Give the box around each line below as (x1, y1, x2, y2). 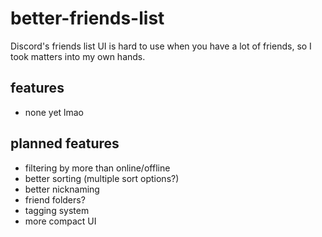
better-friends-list (10, 7, 165, 30)
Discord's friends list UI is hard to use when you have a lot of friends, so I (10, 40, 312, 52)
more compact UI (24, 215, 97, 227)
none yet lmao (24, 106, 85, 118)
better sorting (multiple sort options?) (24, 172, 180, 184)
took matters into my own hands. (10, 50, 146, 62)
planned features (10, 135, 120, 152)
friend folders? (24, 193, 86, 206)
